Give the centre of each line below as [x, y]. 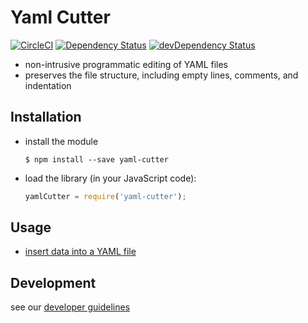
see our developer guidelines [70, 307]
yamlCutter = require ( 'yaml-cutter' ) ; [105, 196]
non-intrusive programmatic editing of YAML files [126, 64]
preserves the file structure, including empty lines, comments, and [161, 75]
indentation [48, 85]
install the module [61, 141]
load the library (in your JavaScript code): [110, 178]
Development [53, 282]
